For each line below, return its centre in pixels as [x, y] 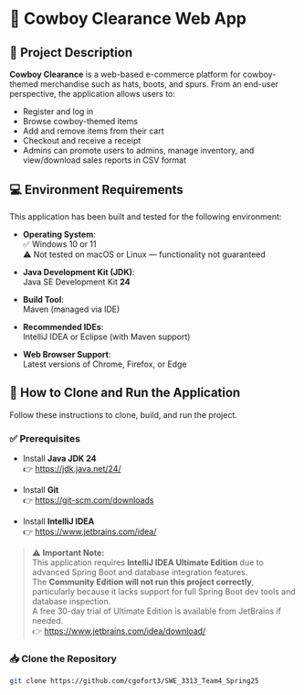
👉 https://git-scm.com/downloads [88, 500]
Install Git [41, 489]
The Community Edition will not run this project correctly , [143, 582]
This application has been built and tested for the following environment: [146, 216]
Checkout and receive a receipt [82, 140]
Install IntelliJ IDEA [58, 521]
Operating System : [59, 234]
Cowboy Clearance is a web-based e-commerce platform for [125, 74]
